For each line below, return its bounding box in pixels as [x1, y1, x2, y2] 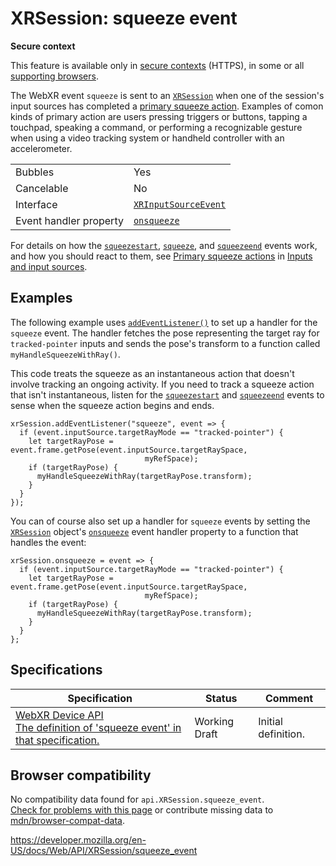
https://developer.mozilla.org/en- [10, 834, 147, 846]
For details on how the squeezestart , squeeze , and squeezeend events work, [10, 239, 318, 251]
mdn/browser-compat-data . [10, 815, 126, 827]
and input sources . [10, 260, 88, 272]
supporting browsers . [10, 70, 99, 82]
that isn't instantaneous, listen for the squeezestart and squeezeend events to [10, 388, 325, 401]
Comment [265, 691, 314, 705]
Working [194, 714, 235, 728]
